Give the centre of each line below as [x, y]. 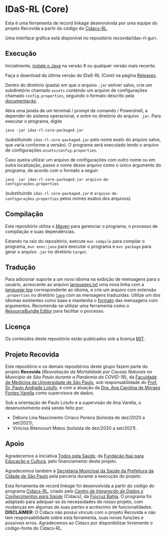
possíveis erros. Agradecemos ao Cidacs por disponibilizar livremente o [79, 523]
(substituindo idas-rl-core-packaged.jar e [49, 193]
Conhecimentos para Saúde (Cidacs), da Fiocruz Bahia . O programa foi [79, 496]
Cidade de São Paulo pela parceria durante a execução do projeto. [74, 476]
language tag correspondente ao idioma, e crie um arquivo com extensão [81, 290]
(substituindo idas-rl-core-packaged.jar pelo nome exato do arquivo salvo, [83, 139]
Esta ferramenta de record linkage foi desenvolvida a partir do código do [80, 486]
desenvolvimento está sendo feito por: [45, 408]
